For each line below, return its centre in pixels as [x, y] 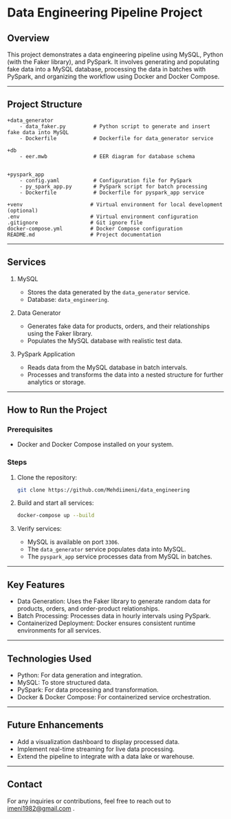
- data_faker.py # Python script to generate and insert [115, 126]
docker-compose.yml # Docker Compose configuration [95, 228]
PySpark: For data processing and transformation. [88, 690]
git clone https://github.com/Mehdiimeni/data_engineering [103, 490]
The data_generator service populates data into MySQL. [107, 549]
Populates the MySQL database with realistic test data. [105, 340]
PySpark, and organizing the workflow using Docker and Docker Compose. [113, 76]
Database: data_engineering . [68, 299]
